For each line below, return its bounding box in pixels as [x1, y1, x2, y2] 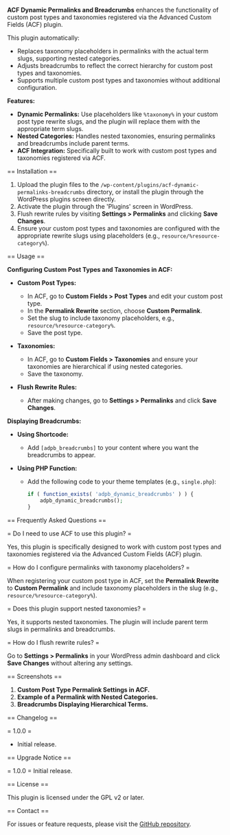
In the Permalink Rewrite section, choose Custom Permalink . [27, 307, 203, 314]
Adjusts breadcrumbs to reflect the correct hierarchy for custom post [16, 62, 213, 69]
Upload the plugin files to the [16, 181, 100, 188]
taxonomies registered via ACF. [16, 154, 106, 162]
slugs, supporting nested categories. [16, 54, 122, 62]
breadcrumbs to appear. [27, 451, 96, 459]
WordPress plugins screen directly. [16, 195, 117, 203]
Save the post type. [27, 329, 83, 336]
